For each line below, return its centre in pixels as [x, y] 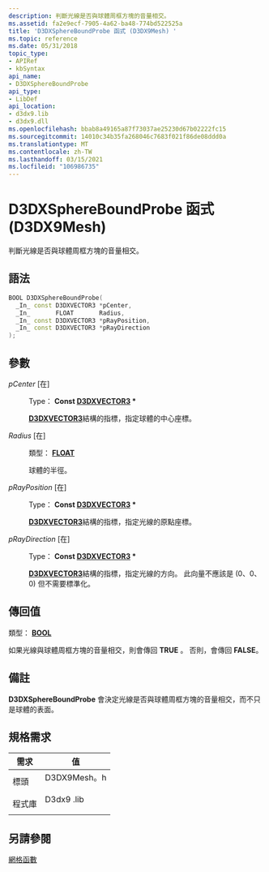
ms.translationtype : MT [49, 144]
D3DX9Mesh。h [76, 778]
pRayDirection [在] [39, 539]
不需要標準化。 [69, 583]
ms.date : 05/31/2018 [43, 46]
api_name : [25, 76]
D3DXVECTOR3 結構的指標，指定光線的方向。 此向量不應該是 [131, 573]
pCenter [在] [29, 384]
